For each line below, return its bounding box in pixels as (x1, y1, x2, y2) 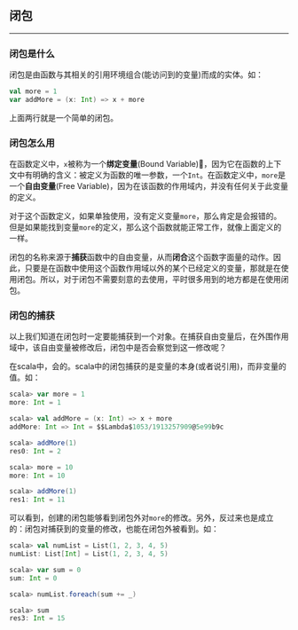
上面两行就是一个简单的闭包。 (9, 112, 118, 122)
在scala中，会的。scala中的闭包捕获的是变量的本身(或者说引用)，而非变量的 (9, 361, 286, 372)
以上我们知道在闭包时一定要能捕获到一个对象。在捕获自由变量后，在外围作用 (9, 331, 289, 342)
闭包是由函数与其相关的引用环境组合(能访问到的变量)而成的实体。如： (9, 69, 264, 80)
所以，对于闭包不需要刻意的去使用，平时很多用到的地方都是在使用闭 (39, 274, 289, 285)
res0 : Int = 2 (9, 446, 62, 455)
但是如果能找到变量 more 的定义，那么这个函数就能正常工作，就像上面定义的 (9, 222, 282, 232)
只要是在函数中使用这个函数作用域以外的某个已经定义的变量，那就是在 (24, 263, 281, 273)
